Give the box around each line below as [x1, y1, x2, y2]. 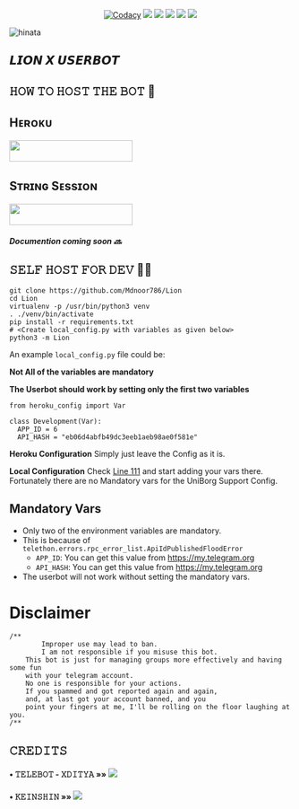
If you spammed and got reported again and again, [25, 687, 218, 696]
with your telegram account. [25, 672, 134, 681]
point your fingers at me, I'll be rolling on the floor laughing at [25, 703, 291, 712]
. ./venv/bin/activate [9, 310, 94, 319]
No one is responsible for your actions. [25, 679, 182, 689]
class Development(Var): [9, 417, 102, 426]
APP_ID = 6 [17, 425, 58, 434]
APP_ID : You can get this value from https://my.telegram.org [35, 552, 255, 563]
